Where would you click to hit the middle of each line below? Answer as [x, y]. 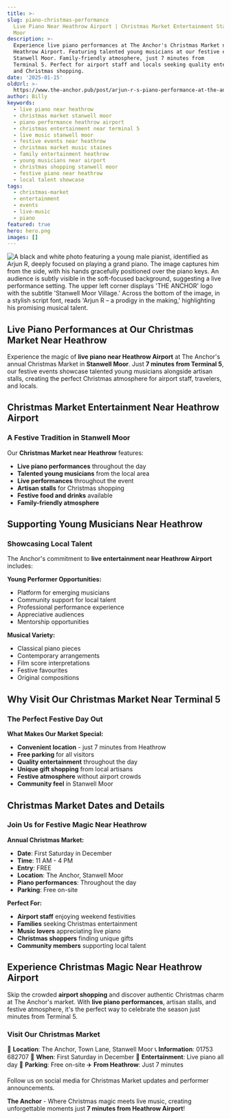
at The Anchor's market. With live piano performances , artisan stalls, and [112, 1001]
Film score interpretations [54, 663]
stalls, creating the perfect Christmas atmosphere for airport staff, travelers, [114, 379]
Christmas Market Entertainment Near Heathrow [113, 407]
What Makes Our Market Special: [55, 734]
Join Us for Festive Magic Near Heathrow [77, 825]
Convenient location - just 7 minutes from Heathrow [91, 747]
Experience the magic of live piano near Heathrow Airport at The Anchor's [114, 357]
